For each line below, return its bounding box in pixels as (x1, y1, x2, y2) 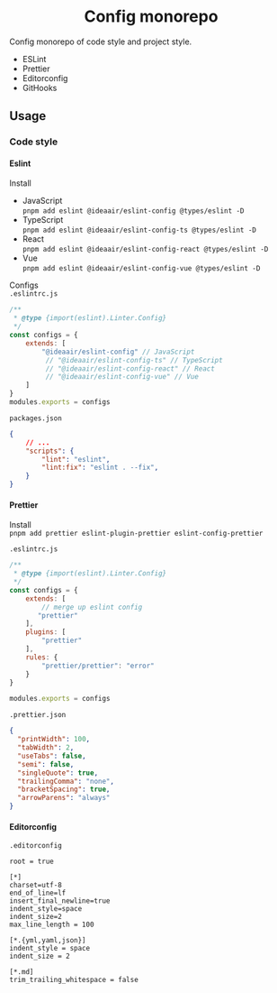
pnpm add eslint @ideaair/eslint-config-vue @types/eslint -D (22, 264, 261, 273)
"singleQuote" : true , (17, 768, 99, 777)
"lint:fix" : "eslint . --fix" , (41, 463, 159, 473)
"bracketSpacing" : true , (17, 785, 111, 795)
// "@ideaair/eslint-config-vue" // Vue (45, 372, 200, 382)
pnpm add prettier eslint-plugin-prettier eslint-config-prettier (9, 529, 264, 538)
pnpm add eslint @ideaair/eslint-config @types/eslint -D (22, 207, 245, 216)
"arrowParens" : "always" (17, 794, 111, 803)
